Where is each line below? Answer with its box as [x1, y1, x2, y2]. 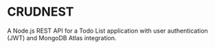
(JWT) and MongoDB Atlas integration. [7, 33, 117, 42]
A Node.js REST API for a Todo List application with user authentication [7, 27, 208, 35]
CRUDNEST [7, 4, 74, 20]
